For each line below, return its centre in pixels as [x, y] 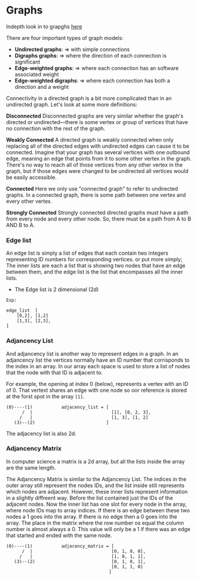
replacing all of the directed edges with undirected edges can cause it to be [98, 146]
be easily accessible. [31, 177]
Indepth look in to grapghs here [44, 26]
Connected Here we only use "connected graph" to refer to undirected [92, 188]
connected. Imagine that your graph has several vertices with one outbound [98, 152]
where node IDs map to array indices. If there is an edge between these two [98, 510]
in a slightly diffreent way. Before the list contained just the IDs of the [90, 498]
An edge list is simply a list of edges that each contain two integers [87, 253]
